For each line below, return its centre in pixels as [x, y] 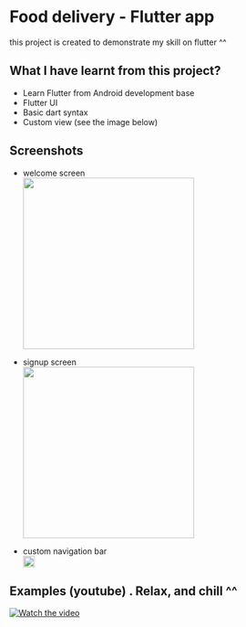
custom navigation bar [65, 551]
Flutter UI [40, 102]
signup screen [50, 362]
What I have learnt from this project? [115, 71]
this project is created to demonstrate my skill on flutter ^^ [118, 42]
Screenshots [46, 151]
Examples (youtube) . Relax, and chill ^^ [123, 591]
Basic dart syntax [55, 112]
